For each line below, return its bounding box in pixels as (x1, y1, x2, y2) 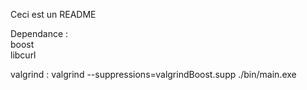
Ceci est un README (10, 9, 97, 20)
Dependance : (10, 28, 69, 39)
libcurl (10, 49, 37, 61)
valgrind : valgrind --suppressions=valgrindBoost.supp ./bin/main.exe (10, 69, 297, 80)
